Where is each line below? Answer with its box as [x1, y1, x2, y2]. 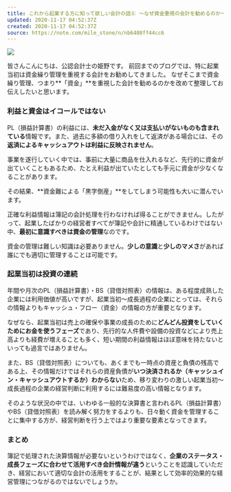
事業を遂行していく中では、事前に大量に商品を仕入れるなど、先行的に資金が [7, 155, 223, 164]
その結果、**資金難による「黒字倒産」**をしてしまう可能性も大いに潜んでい [7, 187, 223, 195]
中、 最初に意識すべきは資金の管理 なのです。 [7, 227, 133, 236]
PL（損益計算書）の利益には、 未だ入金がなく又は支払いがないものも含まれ [7, 123, 219, 131]
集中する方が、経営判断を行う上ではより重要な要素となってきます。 [19, 416, 211, 424]
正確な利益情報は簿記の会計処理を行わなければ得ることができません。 [7, 210, 206, 219]
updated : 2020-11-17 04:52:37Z [7, 16, 97, 23]
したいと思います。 [19, 87, 74, 96]
